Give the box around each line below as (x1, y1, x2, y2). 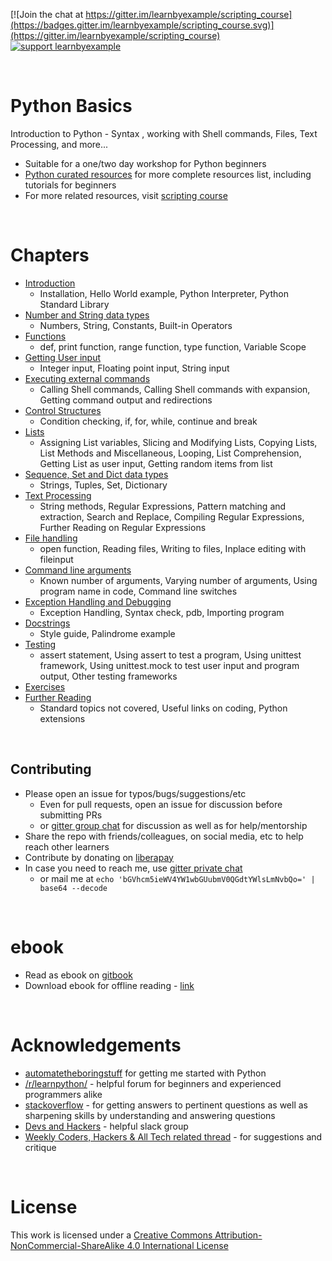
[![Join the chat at (10, 9, 84, 20)
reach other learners (24, 840, 110, 853)
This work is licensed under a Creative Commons (10, 1229, 213, 1241)
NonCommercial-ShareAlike (10, 1239, 125, 1251)
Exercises (24, 680, 66, 693)
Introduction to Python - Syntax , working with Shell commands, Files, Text (10, 127, 318, 139)
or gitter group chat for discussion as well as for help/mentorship (39, 819, 308, 831)
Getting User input (24, 351, 102, 363)
